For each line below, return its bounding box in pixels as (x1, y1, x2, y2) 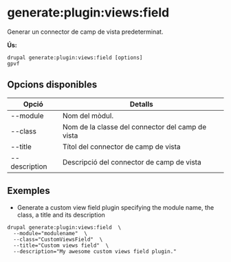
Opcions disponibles (7, 79, 98, 91)
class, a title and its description (16, 210, 105, 219)
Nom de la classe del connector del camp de (62, 122, 207, 131)
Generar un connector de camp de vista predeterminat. (7, 28, 164, 36)
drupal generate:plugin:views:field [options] (7, 54, 143, 61)
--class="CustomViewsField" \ (13, 236, 103, 243)
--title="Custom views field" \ (13, 242, 109, 249)
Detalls (129, 99, 153, 109)
